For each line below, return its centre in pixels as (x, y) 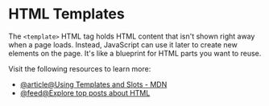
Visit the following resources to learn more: (80, 68)
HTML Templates (66, 14)
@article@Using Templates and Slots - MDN (93, 84)
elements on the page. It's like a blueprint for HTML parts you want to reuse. (135, 53)
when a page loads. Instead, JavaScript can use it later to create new (123, 44)
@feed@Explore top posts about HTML (85, 92)
